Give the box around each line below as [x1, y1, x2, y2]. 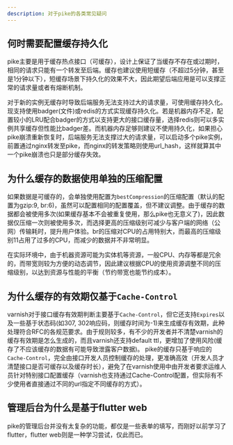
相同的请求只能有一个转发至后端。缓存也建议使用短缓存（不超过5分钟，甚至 [7, 66, 225, 74]
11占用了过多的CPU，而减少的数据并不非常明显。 [13, 236, 153, 244]
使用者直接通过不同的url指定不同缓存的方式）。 [13, 380, 146, 388]
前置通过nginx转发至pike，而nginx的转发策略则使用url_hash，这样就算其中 [7, 142, 221, 150]
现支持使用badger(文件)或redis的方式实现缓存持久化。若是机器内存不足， [7, 107, 217, 115]
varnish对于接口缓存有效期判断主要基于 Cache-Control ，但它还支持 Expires [7, 310, 219, 318]
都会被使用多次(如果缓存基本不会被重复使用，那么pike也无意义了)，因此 [13, 210, 219, 218]
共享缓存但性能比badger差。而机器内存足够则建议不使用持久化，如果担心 [13, 124, 223, 133]
